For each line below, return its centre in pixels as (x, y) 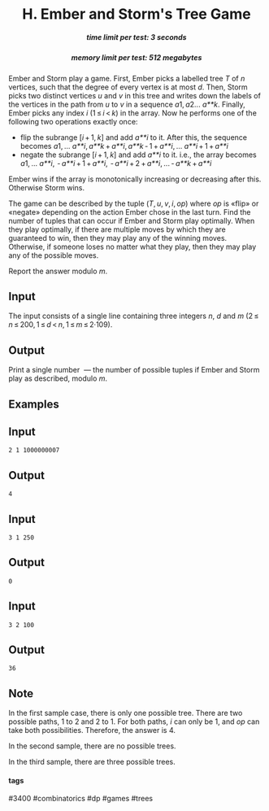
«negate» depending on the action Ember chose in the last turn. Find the (130, 211)
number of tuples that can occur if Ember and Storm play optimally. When (132, 220)
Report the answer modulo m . (58, 271)
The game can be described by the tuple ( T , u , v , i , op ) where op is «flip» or (134, 203)
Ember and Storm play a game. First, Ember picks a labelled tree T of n (127, 78)
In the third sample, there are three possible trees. (92, 762)
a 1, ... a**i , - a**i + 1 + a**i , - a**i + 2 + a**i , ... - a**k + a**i (116, 163)
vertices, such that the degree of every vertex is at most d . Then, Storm (128, 87)
